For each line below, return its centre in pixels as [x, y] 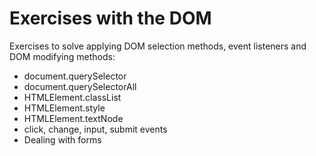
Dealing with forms [62, 139]
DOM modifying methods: [62, 56]
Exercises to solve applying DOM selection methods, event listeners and [158, 46]
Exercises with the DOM [110, 18]
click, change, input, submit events [95, 129]
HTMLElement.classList [72, 97]
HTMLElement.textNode [73, 118]
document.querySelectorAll [80, 86]
